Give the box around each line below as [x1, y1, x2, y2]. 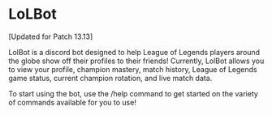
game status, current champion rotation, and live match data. [8, 73, 213, 83]
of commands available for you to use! [8, 97, 136, 107]
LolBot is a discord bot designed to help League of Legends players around [8, 47, 261, 57]
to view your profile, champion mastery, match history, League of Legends [8, 64, 257, 74]
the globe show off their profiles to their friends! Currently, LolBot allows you [8, 56, 265, 66]
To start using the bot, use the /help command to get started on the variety [8, 88, 258, 98]
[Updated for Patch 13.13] [8, 32, 93, 41]
